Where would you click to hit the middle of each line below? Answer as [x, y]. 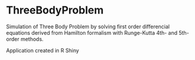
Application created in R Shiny [43, 50]
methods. [32, 39]
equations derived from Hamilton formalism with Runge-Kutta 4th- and [92, 32]
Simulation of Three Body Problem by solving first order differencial [88, 26]
